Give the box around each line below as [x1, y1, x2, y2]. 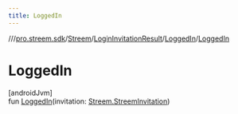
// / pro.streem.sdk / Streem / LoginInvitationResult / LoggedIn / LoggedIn [8, 33, 229, 43]
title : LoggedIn [8, 11, 62, 20]
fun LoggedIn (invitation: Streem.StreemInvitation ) [8, 96, 170, 106]
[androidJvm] [8, 88, 53, 97]
